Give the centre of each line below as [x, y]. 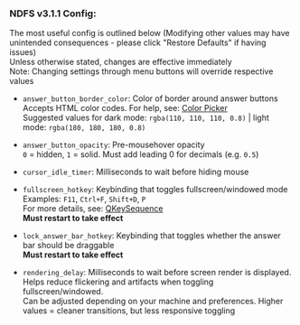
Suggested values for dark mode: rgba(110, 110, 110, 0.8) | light [145, 118]
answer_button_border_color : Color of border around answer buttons [150, 98]
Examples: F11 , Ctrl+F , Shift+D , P [84, 199]
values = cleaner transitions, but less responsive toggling [129, 311]
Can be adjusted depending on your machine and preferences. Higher [153, 302]
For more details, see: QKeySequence [93, 209]
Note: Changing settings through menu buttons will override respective [141, 71]
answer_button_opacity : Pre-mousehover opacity [113, 145]
